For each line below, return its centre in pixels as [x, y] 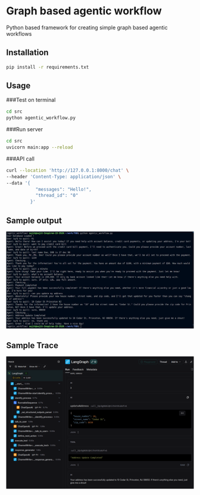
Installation [27, 53]
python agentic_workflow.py [41, 118]
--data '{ [18, 183]
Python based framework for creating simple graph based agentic [87, 27]
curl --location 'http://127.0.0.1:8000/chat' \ [68, 170]
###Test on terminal [31, 100]
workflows [19, 33]
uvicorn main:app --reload [40, 147]
